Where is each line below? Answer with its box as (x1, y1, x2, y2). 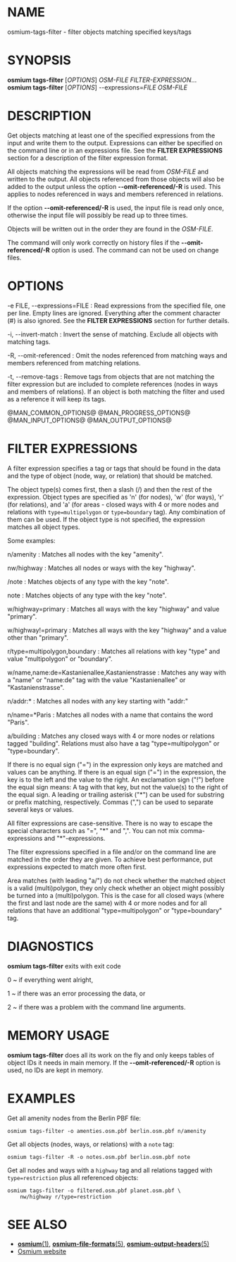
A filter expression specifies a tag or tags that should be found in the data (7, 463, 221, 473)
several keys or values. (7, 805, 74, 813)
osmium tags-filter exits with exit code (7, 961, 121, 970)
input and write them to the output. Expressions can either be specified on (7, 138, 223, 147)
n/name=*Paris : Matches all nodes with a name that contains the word (7, 710, 213, 719)
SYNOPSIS (7, 52, 72, 68)
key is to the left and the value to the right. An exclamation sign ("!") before (7, 775, 225, 784)
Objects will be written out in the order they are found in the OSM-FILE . (7, 224, 213, 233)
